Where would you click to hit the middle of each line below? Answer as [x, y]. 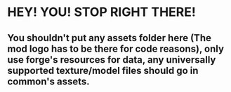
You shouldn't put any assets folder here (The [110, 38]
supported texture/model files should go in [103, 70]
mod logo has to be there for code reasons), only [116, 48]
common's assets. [48, 81]
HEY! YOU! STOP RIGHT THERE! [102, 12]
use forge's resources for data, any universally [112, 60]
